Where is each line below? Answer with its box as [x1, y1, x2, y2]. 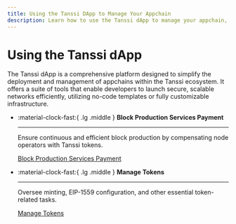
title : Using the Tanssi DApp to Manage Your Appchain [7, 10, 171, 17]
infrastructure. [7, 99, 49, 108]
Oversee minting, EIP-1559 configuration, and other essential [17, 188, 194, 197]
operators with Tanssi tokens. [17, 141, 103, 149]
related [17, 195, 39, 204]
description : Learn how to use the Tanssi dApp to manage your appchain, [7, 17, 228, 24]
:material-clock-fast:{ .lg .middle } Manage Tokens [17, 168, 165, 176]
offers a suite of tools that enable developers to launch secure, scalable [7, 85, 214, 93]
